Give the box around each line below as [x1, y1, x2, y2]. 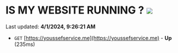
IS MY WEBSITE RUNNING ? [5, 4, 145, 17]
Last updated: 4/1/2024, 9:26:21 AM [5, 23, 96, 30]
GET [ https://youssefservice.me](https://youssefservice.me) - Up [14, 34, 172, 41]
